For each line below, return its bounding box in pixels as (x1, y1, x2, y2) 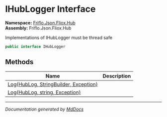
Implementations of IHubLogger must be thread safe (5, 35, 113, 40)
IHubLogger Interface (5, 3, 96, 15)
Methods (5, 58, 34, 66)
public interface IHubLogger (5, 44, 66, 49)
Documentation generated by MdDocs (5, 106, 83, 112)
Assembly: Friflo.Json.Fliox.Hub (5, 25, 72, 31)
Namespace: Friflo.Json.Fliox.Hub (5, 20, 76, 26)
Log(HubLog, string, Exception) (7, 89, 81, 96)
